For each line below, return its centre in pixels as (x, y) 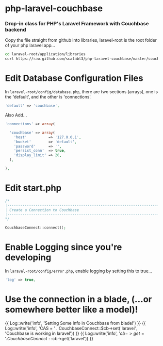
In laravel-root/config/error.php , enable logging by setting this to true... (79, 271)
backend (16, 30)
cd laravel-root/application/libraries (45, 54)
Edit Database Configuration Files (74, 78)
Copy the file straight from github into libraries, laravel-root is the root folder (81, 40)
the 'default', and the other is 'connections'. (49, 97)
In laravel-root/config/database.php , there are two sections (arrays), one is (81, 92)
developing (28, 257)
